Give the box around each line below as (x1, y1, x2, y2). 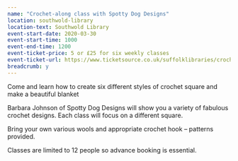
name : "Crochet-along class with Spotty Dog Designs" (7, 10, 170, 18)
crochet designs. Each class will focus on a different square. (7, 111, 183, 119)
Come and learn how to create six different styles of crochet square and (7, 82, 217, 90)
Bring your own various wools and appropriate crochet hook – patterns (7, 124, 214, 133)
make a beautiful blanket (7, 90, 79, 98)
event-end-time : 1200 (7, 43, 72, 50)
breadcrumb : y (7, 63, 50, 70)
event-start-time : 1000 (7, 37, 78, 44)
